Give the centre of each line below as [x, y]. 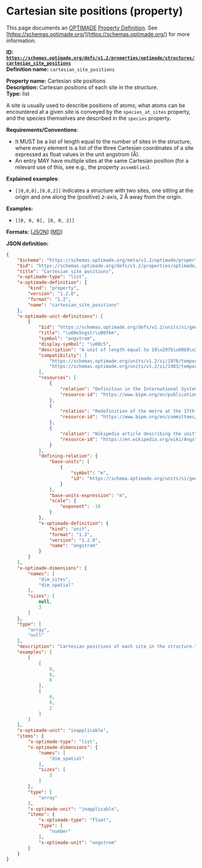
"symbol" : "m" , [90, 473]
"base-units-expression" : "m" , [88, 495]
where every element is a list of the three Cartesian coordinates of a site [104, 148]
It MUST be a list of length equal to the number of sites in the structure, [103, 141]
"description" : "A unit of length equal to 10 [98, 350]
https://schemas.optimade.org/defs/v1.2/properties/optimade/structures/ [101, 58]
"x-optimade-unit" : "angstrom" [78, 842]
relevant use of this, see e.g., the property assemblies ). [83, 167]
